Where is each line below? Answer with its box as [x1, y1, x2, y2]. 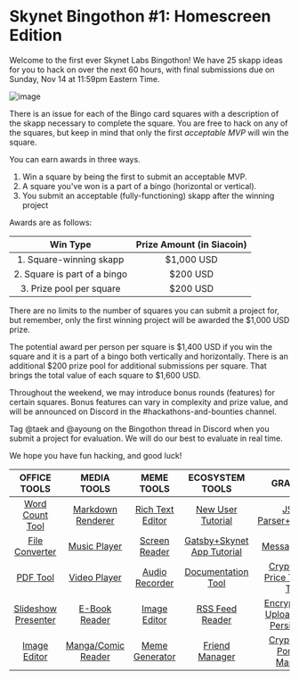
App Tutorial [190, 545, 243, 558]
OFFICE [19, 471, 52, 484]
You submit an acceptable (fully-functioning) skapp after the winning [21, 190, 275, 201]
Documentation [184, 565, 249, 577]
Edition [9, 25, 62, 46]
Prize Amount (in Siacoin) [135, 238, 247, 251]
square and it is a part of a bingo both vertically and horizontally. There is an [9, 351, 289, 361]
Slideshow [13, 602, 58, 615]
